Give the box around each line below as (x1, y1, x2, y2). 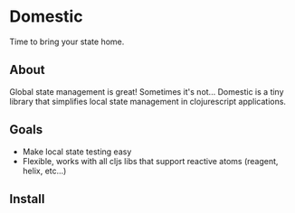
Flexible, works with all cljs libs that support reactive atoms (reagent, (22, 155, 279, 166)
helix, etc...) (22, 165, 67, 176)
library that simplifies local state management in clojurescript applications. (9, 96, 287, 106)
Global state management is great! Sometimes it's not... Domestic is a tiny (9, 86, 284, 97)
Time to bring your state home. (9, 36, 125, 47)
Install (9, 191, 45, 207)
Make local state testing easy (22, 146, 132, 157)
